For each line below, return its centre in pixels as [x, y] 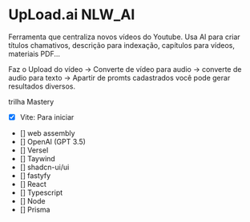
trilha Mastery [31, 101]
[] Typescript [41, 192]
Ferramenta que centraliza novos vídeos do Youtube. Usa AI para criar [124, 37]
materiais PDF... [34, 54]
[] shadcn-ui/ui [44, 167]
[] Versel [34, 150]
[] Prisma [35, 210]
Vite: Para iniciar [47, 117]
